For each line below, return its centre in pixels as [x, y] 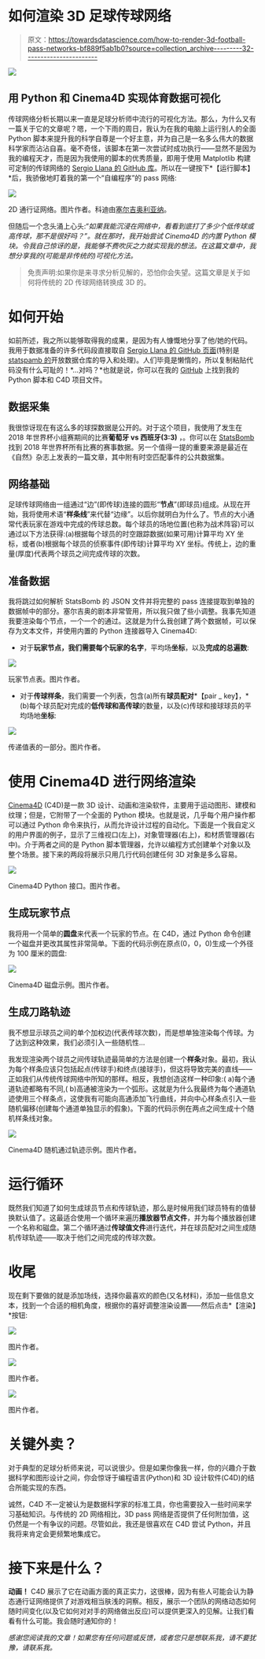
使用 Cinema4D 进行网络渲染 [102, 782]
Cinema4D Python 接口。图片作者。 [66, 886]
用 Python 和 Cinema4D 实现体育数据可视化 [114, 98]
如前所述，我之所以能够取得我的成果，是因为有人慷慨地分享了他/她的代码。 [130, 340]
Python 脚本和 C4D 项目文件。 [57, 380]
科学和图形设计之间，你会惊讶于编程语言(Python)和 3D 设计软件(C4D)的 [131, 1477]
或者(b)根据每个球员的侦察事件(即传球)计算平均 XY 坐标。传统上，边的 [135, 544]
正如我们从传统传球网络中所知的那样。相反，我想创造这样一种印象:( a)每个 [129, 1078]
